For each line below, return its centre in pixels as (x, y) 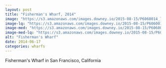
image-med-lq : (20, 33)
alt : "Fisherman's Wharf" (32, 37)
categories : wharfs (25, 46)
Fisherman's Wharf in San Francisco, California (53, 60)
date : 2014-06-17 (23, 42)
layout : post (19, 10)
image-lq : (15, 23)
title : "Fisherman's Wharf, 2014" (41, 14)
